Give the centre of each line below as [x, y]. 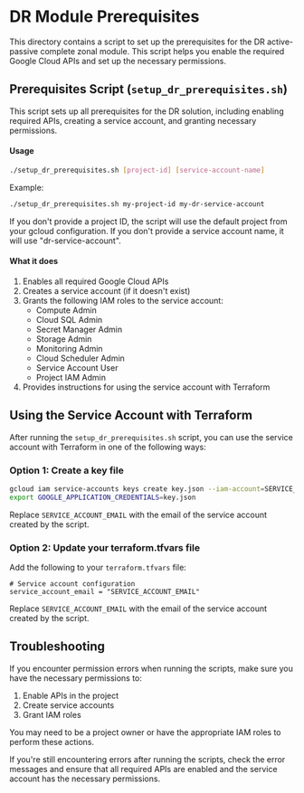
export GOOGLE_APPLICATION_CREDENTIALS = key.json [103, 497]
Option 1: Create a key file [66, 470]
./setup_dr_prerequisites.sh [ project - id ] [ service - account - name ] [137, 170]
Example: [27, 187]
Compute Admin [66, 310]
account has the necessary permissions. [85, 779]
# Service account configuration [72, 584]
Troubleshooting [57, 647]
